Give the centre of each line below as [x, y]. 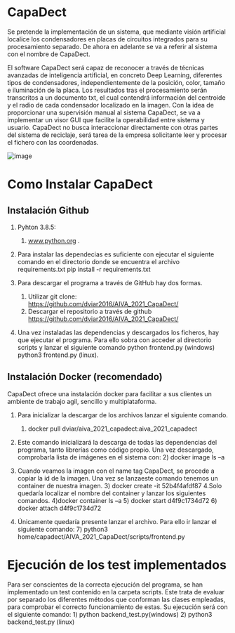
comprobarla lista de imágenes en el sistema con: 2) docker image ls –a [121, 457]
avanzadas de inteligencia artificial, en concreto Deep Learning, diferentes [115, 75]
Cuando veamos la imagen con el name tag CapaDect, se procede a [116, 471]
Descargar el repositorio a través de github [90, 311]
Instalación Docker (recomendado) [85, 377]
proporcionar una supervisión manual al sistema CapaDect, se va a [104, 112]
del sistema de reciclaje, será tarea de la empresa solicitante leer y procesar [117, 135]
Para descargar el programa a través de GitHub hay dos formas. [110, 282]
